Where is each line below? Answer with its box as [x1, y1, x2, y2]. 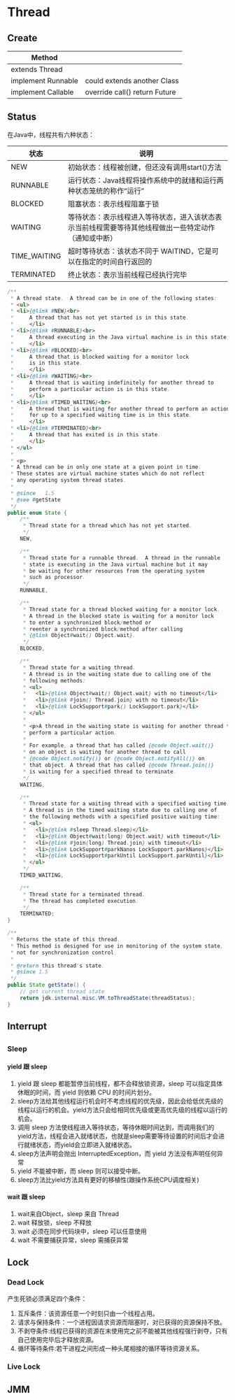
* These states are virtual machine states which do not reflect [10, 470, 205, 478]
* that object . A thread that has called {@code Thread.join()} [22, 762, 215, 769]
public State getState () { [7, 982, 86, 989]
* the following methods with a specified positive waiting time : [22, 813, 220, 820]
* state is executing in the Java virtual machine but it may [22, 561, 208, 568]
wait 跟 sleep [7, 1193, 45, 1201]
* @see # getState [10, 496, 61, 503]
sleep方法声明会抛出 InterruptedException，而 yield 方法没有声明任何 [17, 1149, 218, 1157]
